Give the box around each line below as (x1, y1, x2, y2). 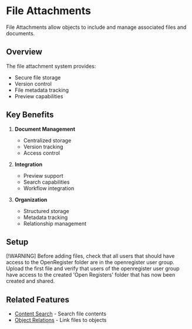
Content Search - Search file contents (14, 310, 107, 317)
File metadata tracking (14, 87, 69, 94)
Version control (14, 80, 52, 87)
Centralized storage (23, 137, 72, 144)
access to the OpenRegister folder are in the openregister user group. (6, 259, 175, 266)
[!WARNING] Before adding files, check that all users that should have (6, 252, 175, 260)
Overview (6, 47, 43, 57)
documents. (6, 29, 35, 36)
